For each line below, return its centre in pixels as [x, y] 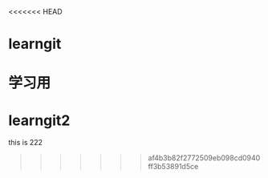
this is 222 [25, 143]
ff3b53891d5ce [173, 167]
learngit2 [39, 120]
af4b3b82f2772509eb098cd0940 [204, 158]
